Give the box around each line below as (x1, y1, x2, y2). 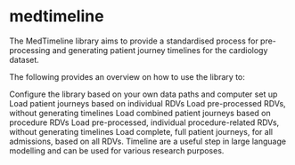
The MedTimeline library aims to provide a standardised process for (9, 35, 258, 46)
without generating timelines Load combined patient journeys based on (9, 107, 271, 118)
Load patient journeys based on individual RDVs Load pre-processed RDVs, (9, 98, 287, 108)
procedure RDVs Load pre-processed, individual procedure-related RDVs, (9, 117, 280, 128)
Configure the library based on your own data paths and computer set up (9, 89, 278, 99)
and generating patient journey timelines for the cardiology (52, 44, 268, 55)
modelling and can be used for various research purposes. (9, 145, 225, 156)
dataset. (9, 54, 40, 65)
